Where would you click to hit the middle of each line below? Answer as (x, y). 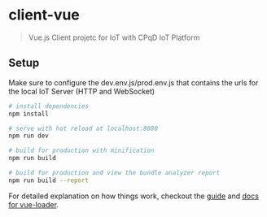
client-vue (44, 15)
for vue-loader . (34, 204)
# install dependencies (49, 106)
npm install (28, 114)
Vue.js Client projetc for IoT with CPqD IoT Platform (114, 37)
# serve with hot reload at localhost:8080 (83, 128)
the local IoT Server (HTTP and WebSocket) (82, 91)
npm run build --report (49, 180)
